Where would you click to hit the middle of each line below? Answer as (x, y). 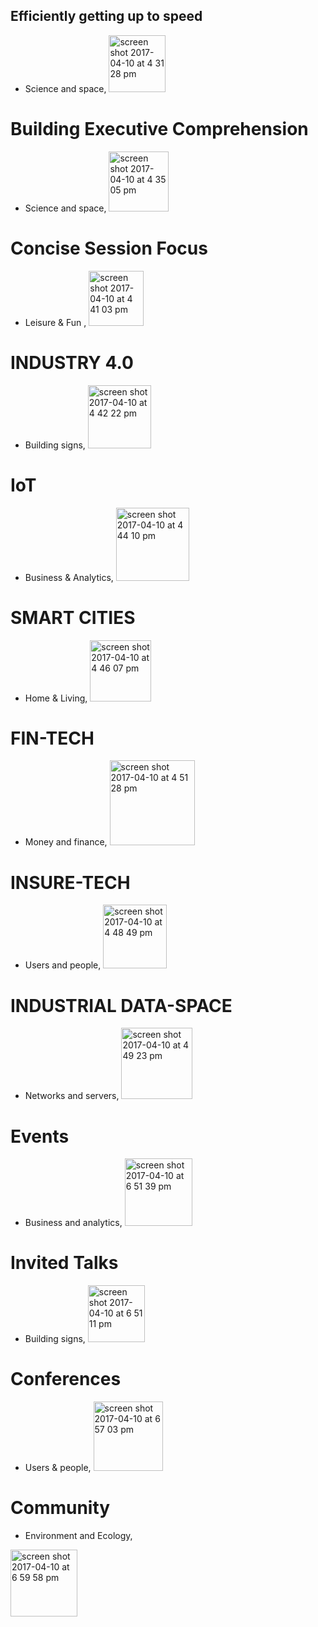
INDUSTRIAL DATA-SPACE (121, 1005)
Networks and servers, (72, 1096)
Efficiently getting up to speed (106, 16)
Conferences (66, 1379)
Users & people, (58, 1468)
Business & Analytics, (69, 577)
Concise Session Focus (109, 248)
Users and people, (63, 965)
